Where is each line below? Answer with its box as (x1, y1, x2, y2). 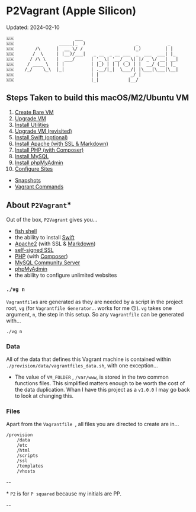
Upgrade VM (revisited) (14, 127, 72, 135)
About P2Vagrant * (6, 200, 72, 210)
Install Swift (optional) (14, 133, 68, 140)
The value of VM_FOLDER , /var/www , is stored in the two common (14, 373, 169, 380)
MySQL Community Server (14, 259, 81, 266)
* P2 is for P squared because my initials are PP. (6, 490, 122, 497)
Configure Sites (14, 165, 53, 172)
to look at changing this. (14, 392, 74, 399)
